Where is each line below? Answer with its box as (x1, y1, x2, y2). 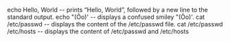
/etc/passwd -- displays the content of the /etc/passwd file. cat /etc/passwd (7, 20, 223, 28)
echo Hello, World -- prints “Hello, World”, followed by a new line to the (7, 6, 208, 14)
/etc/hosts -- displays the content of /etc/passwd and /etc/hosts (7, 27, 189, 35)
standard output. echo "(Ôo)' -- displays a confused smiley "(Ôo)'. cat (7, 13, 205, 21)
